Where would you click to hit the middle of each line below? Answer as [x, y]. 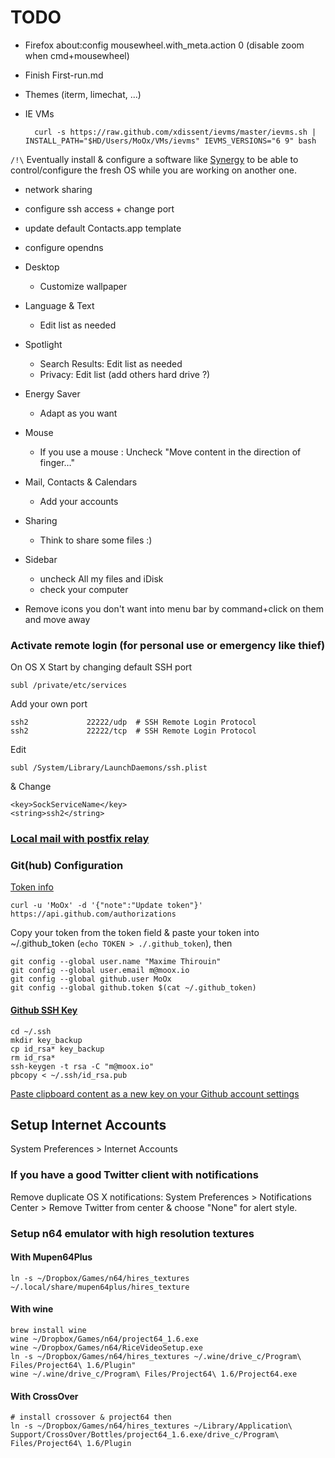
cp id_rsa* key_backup [57, 1049]
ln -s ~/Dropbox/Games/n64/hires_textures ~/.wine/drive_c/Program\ [156, 1357]
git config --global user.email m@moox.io [100, 971]
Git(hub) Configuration [67, 866]
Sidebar [41, 559]
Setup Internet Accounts [88, 1125]
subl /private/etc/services [69, 686]
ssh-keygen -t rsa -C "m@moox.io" [82, 1066]
